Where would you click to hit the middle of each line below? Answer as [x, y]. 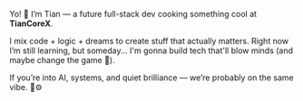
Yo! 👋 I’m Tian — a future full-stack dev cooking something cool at [133, 14]
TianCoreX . [31, 23]
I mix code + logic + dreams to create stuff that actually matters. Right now [149, 41]
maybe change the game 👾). [62, 60]
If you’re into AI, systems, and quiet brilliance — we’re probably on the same [151, 78]
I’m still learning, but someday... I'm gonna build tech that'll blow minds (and [151, 50]
